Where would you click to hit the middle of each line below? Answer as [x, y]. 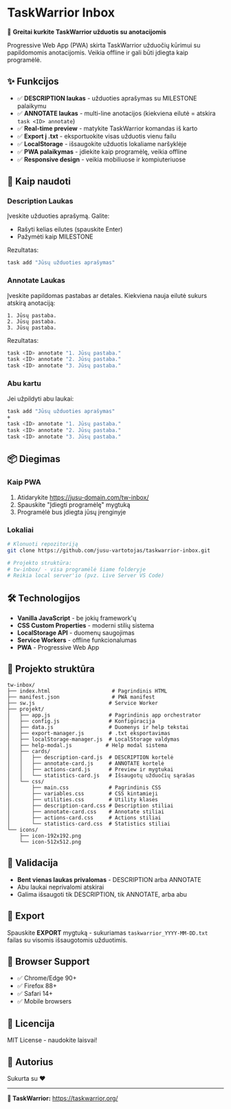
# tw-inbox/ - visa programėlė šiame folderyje [77, 569]
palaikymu [32, 106]
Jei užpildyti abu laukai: [41, 399]
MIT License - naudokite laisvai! [52, 1040]
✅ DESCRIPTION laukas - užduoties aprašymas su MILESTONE [107, 98]
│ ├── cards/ [29, 751]
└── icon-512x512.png [50, 842]
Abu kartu [24, 383]
